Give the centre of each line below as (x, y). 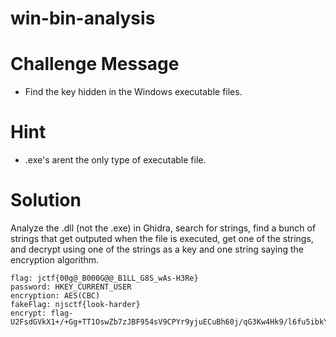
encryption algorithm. (55, 260)
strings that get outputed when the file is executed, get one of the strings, (162, 238)
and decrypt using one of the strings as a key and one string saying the (157, 249)
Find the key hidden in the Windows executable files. (133, 92)
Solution (46, 200)
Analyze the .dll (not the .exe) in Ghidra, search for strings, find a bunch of (163, 228)
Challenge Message (95, 64)
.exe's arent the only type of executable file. (115, 160)
